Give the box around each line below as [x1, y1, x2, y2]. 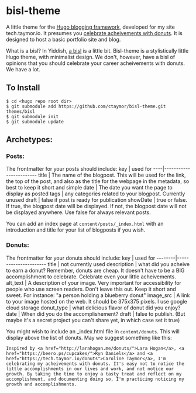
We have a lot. [6, 65, 41, 73]
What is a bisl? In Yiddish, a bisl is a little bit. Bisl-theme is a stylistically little [6, 47, 189, 54]
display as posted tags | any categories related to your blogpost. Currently [6, 190, 185, 197]
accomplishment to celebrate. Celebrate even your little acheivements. [6, 273, 177, 280]
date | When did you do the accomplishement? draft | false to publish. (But [6, 310, 185, 317]
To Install [6, 83, 40, 93]
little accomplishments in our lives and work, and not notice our [6, 366, 174, 372]
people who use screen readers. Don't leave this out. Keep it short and [6, 285, 177, 292]
